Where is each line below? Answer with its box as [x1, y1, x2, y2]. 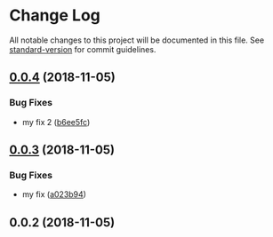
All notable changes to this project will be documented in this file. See [9, 35, 265, 45]
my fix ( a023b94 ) [21, 189, 87, 200]
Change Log [9, 5, 100, 26]
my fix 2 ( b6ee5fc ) [21, 116, 91, 127]
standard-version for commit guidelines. [9, 43, 157, 54]
